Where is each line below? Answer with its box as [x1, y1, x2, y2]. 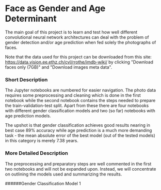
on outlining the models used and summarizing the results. [5, 171, 122, 177]
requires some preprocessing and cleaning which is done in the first [5, 92, 141, 98]
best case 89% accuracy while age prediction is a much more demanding [5, 128, 152, 133]
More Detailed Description [5, 150, 68, 157]
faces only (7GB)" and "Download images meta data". [5, 64, 113, 70]
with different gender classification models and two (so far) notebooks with [5, 108, 156, 114]
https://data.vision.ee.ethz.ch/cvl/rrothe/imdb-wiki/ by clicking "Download [5, 59, 154, 65]
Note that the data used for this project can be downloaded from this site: [5, 54, 152, 59]
